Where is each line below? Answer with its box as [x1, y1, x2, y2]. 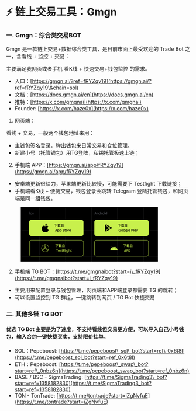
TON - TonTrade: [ [14, 392, 59, 399]
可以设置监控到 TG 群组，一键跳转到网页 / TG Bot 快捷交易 [14, 294, 155, 301]
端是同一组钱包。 [14, 195, 56, 202]
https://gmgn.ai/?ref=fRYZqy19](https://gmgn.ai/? [32, 78, 152, 85]
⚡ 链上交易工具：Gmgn [6, 5, 117, 19]
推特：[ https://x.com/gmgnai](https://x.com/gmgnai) [14, 99, 142, 106]
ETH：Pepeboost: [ [14, 360, 61, 368]
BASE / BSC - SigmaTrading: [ [14, 373, 87, 380]
